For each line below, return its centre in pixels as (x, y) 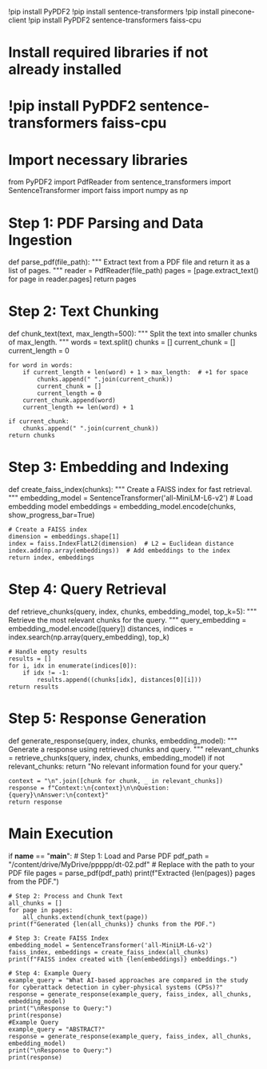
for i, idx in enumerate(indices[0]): (73, 666)
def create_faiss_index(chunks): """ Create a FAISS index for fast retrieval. (130, 490)
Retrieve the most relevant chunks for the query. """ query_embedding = (128, 620)
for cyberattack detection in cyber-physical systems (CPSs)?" (116, 987)
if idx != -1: (46, 673)
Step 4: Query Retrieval (88, 589)
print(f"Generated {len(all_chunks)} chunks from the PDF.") (112, 924)
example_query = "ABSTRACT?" (57, 1029)
